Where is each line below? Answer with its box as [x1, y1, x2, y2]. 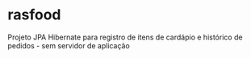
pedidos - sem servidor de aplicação [7, 40, 130, 50]
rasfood [7, 6, 61, 24]
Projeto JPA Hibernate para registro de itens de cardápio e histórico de [7, 32, 243, 42]
